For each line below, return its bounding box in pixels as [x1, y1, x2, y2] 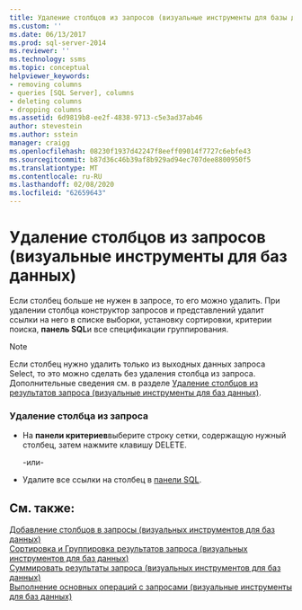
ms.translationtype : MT [9, 164, 99, 172]
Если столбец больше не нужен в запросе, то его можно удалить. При [9, 295, 280, 305]
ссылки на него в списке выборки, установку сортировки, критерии [9, 314, 272, 324]
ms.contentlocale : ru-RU [9, 172, 102, 181]
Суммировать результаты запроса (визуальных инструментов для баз [9, 562, 281, 573]
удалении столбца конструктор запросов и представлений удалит [9, 305, 264, 315]
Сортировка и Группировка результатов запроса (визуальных [9, 544, 248, 554]
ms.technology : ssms [9, 55, 87, 64]
